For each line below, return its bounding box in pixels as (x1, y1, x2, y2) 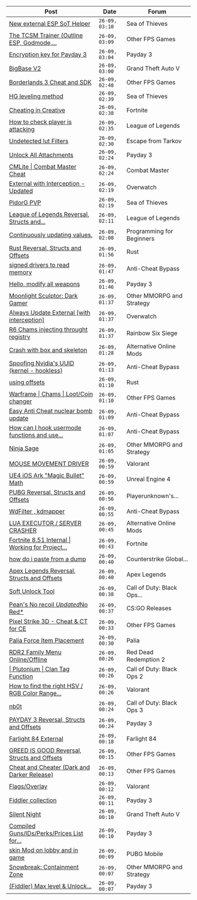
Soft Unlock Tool (9, 587, 55, 595)
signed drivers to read (9, 261, 70, 269)
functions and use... (9, 431, 63, 439)
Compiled (9, 822, 36, 830)
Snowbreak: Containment (9, 863, 79, 871)
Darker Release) (9, 771, 54, 779)
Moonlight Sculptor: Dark (9, 292, 78, 300)
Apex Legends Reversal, (9, 567, 76, 574)
